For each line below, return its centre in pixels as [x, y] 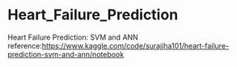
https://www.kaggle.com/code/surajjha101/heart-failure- [135, 45]
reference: [25, 45]
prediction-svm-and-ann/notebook [66, 54]
